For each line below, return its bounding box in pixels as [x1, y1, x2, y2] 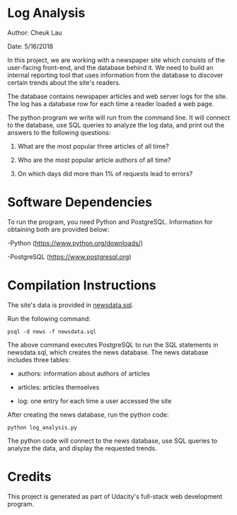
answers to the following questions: [7, 128, 111, 137]
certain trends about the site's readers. [7, 78, 121, 86]
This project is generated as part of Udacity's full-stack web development [7, 492, 223, 500]
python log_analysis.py [7, 424, 78, 431]
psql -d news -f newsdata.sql [7, 328, 97, 335]
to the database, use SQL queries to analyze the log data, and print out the [7, 120, 225, 129]
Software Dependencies [7, 195, 153, 210]
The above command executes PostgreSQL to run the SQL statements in [7, 340, 219, 349]
